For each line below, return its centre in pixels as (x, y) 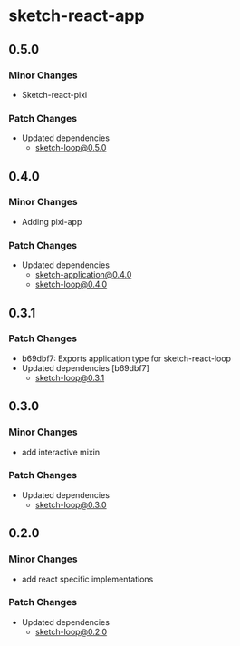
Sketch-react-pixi (54, 94)
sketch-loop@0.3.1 (70, 377)
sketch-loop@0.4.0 (71, 284)
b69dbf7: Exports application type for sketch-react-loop (126, 358)
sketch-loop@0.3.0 (71, 504)
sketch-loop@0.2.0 (71, 631)
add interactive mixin (61, 452)
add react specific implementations (87, 579)
